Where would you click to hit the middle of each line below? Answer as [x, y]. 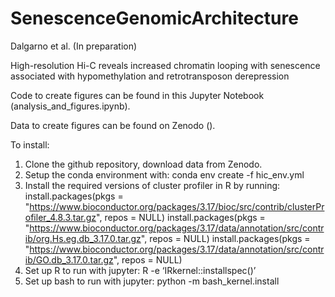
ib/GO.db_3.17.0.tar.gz [69, 259]
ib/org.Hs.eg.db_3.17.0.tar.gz [83, 238]
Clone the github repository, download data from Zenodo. [143, 164]
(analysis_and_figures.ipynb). [70, 106]
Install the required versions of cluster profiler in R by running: [152, 185]
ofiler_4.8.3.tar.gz [60, 217]
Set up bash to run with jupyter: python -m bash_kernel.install [152, 281]
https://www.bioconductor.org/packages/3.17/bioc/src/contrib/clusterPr [177, 206]
